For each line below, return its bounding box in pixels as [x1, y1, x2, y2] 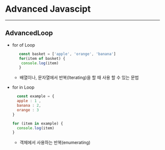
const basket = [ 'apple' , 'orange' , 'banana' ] [19, 51, 116, 56]
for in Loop [12, 84, 35, 90]
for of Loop [12, 42, 35, 48]
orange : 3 [17, 107, 39, 112]
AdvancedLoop [5, 29, 53, 37]
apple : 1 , [17, 99, 41, 103]
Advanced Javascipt [5, 3, 91, 15]
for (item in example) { [12, 121, 63, 126]
